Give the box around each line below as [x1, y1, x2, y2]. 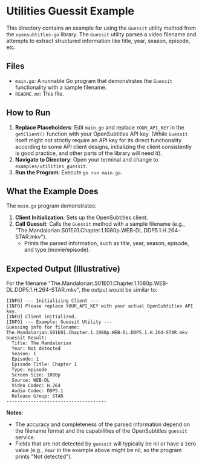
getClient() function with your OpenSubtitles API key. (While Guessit [15, 130, 188, 137]
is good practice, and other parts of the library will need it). [15, 149, 162, 157]
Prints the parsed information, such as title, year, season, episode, [24, 240, 189, 247]
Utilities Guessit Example [6, 4, 135, 18]
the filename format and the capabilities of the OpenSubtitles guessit [15, 427, 187, 435]
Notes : [6, 409, 24, 416]
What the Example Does [6, 186, 99, 196]
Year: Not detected [11, 346, 61, 352]
